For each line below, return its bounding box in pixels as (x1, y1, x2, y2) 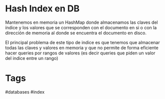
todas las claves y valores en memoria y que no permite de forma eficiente (5, 45, 159, 50)
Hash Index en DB (5, 3, 80, 14)
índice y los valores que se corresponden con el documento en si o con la (5, 24, 157, 30)
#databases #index (5, 89, 45, 95)
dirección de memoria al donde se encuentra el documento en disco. (5, 30, 147, 36)
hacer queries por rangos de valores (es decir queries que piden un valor (5, 50, 156, 56)
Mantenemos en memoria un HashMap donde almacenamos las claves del (5, 19, 158, 25)
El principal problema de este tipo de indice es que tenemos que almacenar (5, 39, 161, 45)
